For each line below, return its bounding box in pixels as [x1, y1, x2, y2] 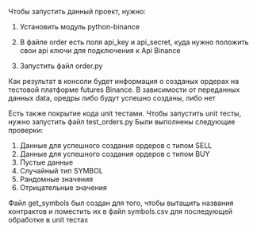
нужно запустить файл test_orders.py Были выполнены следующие [8, 117, 236, 126]
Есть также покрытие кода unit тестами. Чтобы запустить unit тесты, [8, 108, 242, 118]
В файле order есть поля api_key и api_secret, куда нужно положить [19, 37, 249, 47]
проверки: [8, 126, 44, 135]
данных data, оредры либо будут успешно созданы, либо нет [8, 93, 216, 102]
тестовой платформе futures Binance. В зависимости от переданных [8, 85, 240, 94]
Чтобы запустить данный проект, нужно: [8, 7, 147, 16]
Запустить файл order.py [19, 61, 103, 70]
